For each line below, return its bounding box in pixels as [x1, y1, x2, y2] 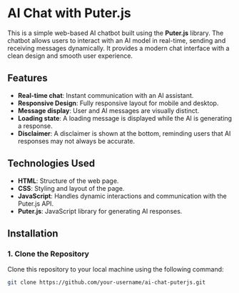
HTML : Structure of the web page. [17, 177, 119, 185]
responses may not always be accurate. [17, 136, 136, 145]
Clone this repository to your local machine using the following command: [7, 265, 224, 274]
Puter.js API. [17, 199, 54, 208]
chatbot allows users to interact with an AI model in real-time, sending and [7, 36, 226, 44]
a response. [17, 121, 54, 130]
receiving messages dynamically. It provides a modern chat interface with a [7, 44, 230, 52]
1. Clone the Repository [7, 249, 89, 259]
